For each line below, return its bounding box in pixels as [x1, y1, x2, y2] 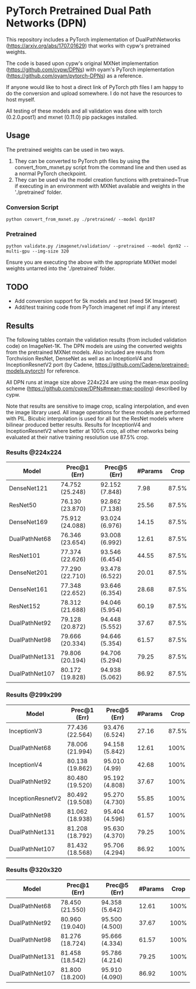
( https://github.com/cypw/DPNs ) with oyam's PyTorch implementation [6, 66, 175, 73]
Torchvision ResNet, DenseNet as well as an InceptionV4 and [6, 354, 153, 362]
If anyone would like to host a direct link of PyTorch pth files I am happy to [6, 83, 184, 90]
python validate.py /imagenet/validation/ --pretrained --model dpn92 [6, 243, 181, 250]
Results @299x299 [6, 691, 62, 699]
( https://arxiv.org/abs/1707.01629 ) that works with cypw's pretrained [6, 42, 170, 49]
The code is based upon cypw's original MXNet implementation [6, 60, 159, 67]
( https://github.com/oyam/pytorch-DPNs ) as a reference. [6, 72, 143, 79]
